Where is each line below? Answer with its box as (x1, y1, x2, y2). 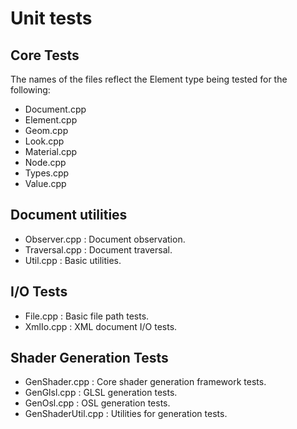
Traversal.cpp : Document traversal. (24, 243, 173, 256)
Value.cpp (24, 178, 67, 189)
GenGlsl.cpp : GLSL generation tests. (24, 387, 178, 399)
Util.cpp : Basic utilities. (24, 254, 122, 266)
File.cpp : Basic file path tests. (24, 310, 150, 322)
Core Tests (10, 47, 80, 64)
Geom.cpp (24, 125, 69, 136)
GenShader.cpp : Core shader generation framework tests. (24, 376, 267, 388)
